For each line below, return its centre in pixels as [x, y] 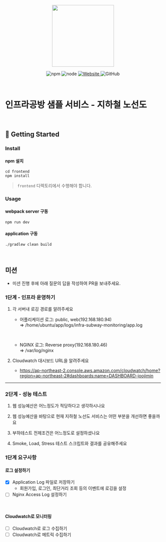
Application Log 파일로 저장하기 [43, 482]
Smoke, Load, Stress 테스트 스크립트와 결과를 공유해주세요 [70, 444]
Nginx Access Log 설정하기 [40, 495]
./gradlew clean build [28, 244]
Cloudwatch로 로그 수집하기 [40, 528]
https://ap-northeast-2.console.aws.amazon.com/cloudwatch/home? [90, 370]
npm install [17, 176]
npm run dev [17, 222]
